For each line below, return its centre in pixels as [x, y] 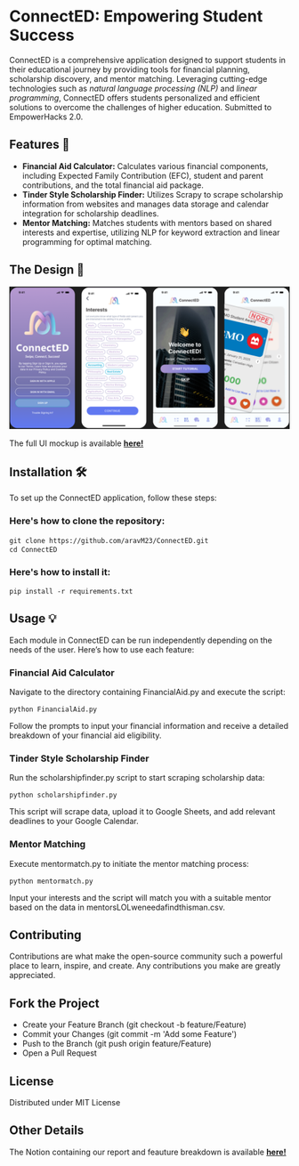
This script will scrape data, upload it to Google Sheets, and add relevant [142, 812]
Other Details [47, 1131]
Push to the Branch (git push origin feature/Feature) [117, 1044]
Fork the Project [54, 1003]
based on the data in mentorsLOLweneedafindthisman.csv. [117, 907]
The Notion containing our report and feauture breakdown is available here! [148, 1152]
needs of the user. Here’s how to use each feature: [102, 649]
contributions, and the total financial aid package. [113, 185]
